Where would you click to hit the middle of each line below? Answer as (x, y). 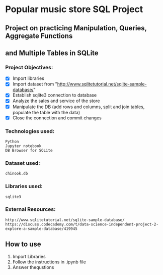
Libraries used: (24, 187)
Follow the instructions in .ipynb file (49, 262)
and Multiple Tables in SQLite (52, 53)
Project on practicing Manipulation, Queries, (76, 28)
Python (12, 142)
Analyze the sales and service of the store (56, 101)
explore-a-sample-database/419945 (42, 228)
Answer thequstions (33, 267)
